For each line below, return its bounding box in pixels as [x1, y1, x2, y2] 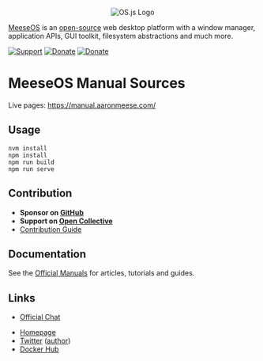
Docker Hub [19, 344, 59, 354]
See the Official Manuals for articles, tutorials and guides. [8, 268, 195, 278]
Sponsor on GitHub [19, 207, 85, 217]
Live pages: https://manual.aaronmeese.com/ [8, 100, 156, 110]
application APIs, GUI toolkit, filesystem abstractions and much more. [8, 32, 234, 40]
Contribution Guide [19, 224, 82, 234]
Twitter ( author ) [19, 336, 71, 346]
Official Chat [19, 313, 61, 322]
